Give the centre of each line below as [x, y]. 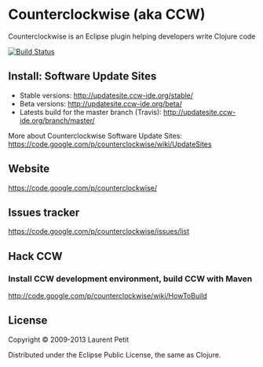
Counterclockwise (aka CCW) [107, 15]
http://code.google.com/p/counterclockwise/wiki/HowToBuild [108, 296]
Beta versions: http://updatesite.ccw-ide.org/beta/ [100, 103]
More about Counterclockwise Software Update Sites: [95, 135]
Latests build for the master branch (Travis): [91, 112]
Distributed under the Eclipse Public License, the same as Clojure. [115, 354]
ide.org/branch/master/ [57, 120]
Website [29, 169]
